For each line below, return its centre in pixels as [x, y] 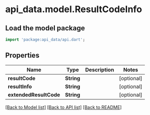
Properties [22, 55]
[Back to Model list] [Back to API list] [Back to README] [64, 107]
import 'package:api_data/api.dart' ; [45, 40]
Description [100, 69]
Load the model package [45, 28]
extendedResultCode [34, 95]
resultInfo [20, 86]
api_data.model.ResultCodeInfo [74, 9]
